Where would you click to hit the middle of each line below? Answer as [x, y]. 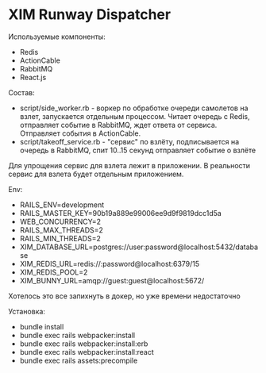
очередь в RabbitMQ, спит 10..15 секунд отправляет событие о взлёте [138, 150]
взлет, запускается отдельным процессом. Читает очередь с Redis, [135, 116]
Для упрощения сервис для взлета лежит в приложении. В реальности [129, 165]
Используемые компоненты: [57, 37]
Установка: [27, 311]
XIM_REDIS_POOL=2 [54, 272]
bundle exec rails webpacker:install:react [87, 352]
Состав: [21, 92]
